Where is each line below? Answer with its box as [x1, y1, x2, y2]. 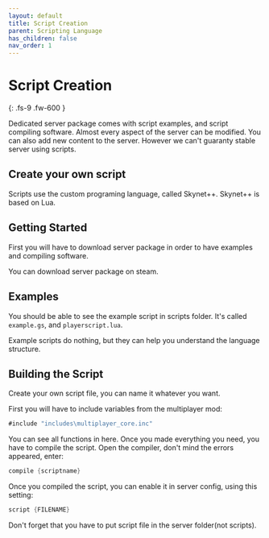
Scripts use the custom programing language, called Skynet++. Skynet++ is [8, 188, 260, 198]
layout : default [8, 11, 63, 20]
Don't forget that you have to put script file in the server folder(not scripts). [8, 520, 257, 530]
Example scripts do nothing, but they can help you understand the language [8, 335, 260, 345]
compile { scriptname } [8, 467, 81, 475]
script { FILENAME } [8, 506, 70, 514]
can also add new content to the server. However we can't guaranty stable [8, 136, 256, 146]
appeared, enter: [8, 452, 64, 461]
